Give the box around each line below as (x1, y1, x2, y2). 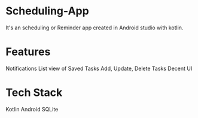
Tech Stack (5, 86, 63, 99)
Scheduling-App (5, 4, 89, 18)
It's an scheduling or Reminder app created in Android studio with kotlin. (5, 24, 184, 31)
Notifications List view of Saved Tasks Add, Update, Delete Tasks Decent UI (5, 65, 193, 72)
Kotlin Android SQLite (5, 105, 59, 113)
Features (5, 45, 51, 59)
